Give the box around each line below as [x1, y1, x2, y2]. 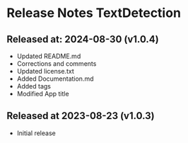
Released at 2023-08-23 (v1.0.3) [6, 110, 155, 122]
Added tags [16, 82, 51, 90]
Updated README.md [16, 52, 81, 60]
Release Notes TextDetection [6, 5, 182, 21]
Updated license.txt [16, 67, 75, 75]
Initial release [16, 129, 56, 137]
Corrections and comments [16, 59, 97, 68]
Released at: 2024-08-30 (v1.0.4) [6, 33, 160, 45]
